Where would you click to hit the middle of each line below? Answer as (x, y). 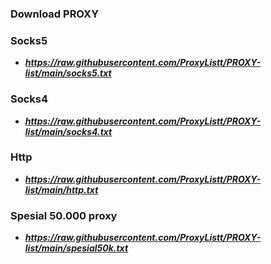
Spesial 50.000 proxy (64, 215)
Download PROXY (55, 14)
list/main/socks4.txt (68, 131)
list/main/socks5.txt (68, 73)
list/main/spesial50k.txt (76, 248)
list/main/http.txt (61, 189)
